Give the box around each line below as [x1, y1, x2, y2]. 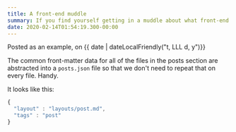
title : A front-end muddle [7, 10, 87, 18]
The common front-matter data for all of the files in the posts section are [7, 56, 218, 65]
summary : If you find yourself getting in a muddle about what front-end [7, 17, 230, 24]
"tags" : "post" [13, 112, 61, 119]
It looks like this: [7, 85, 54, 94]
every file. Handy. [7, 71, 59, 80]
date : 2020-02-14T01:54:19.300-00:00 [7, 23, 119, 30]
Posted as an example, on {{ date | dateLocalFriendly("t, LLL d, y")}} [7, 43, 206, 52]
